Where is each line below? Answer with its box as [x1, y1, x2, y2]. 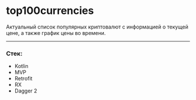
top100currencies [6, 4, 94, 17]
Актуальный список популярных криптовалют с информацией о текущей [6, 23, 188, 30]
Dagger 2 [14, 87, 37, 94]
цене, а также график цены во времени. [6, 29, 106, 36]
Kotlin [14, 63, 29, 70]
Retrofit [14, 75, 33, 82]
